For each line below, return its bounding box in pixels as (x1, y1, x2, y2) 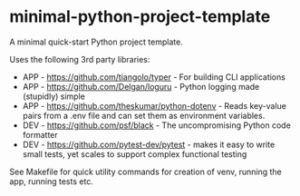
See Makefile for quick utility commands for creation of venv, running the (9, 166, 283, 177)
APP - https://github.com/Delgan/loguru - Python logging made (22, 81, 260, 92)
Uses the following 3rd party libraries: (9, 54, 150, 64)
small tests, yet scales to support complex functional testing (22, 148, 247, 160)
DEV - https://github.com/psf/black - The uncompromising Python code (22, 120, 292, 131)
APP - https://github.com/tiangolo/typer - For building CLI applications (22, 71, 285, 83)
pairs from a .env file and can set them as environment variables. (22, 110, 266, 121)
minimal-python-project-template (9, 6, 271, 27)
